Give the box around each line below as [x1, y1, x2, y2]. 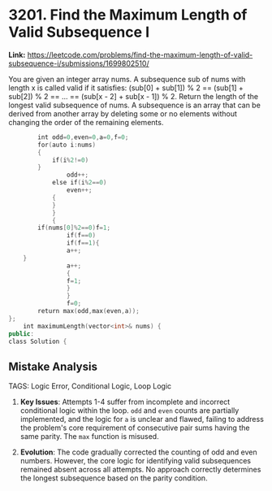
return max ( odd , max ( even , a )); [37, 307, 140, 315]
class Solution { [8, 337, 67, 345]
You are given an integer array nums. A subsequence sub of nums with [8, 74, 246, 84]
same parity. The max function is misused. [19, 432, 160, 441]
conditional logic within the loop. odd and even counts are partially [19, 406, 240, 415]
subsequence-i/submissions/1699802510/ [8, 59, 149, 68]
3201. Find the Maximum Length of [8, 6, 248, 24]
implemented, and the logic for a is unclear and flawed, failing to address [19, 415, 264, 424]
